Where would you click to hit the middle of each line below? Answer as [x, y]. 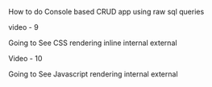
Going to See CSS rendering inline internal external [93, 43]
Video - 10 [25, 58]
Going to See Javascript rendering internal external [94, 74]
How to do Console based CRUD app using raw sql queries [106, 12]
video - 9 [23, 27]
